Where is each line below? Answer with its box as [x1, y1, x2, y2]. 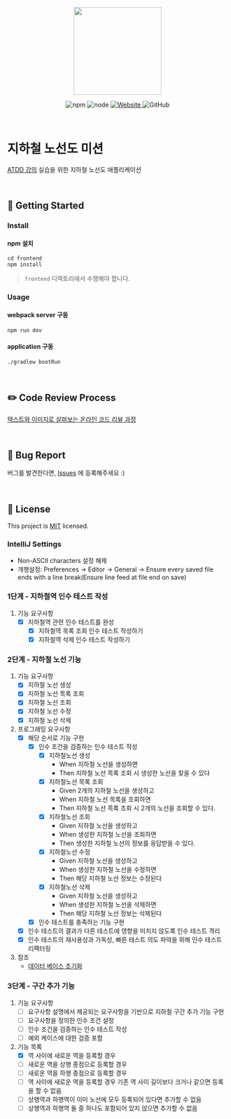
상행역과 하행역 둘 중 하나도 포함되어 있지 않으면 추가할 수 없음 [27, 1104, 198, 1113]
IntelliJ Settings [7, 539, 62, 549]
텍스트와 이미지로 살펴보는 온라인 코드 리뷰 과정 [7, 415, 136, 423]
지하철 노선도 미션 [7, 141, 104, 157]
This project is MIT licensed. [7, 522, 89, 530]
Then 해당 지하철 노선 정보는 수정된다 [59, 874, 162, 882]
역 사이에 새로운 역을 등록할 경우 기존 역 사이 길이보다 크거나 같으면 [27, 1078, 211, 1086]
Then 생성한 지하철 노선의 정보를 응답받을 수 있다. [59, 839, 196, 847]
